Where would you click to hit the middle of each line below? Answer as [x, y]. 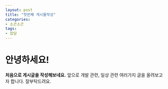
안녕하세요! [27, 60]
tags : [11, 29]
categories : [18, 19]
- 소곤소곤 [15, 24]
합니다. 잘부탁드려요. [31, 81]
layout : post [19, 10]
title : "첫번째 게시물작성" [31, 15]
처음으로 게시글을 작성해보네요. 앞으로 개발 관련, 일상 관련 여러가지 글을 [75, 75]
